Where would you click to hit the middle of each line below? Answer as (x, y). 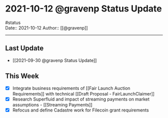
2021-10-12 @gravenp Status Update (84, 9)
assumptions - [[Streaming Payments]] (52, 104)
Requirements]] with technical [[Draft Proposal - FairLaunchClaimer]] (83, 93)
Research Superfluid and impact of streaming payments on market (81, 99)
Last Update (24, 48)
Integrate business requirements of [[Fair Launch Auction (71, 88)
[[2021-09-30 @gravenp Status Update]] (54, 60)
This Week (22, 76)
